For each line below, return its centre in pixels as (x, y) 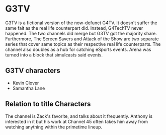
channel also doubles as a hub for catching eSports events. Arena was (78, 49)
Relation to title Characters (48, 104)
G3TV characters (33, 71)
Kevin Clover (26, 83)
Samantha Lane (29, 88)
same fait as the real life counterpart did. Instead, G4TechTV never (74, 28)
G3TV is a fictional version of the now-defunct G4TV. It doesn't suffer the (81, 23)
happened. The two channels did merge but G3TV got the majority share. (81, 33)
